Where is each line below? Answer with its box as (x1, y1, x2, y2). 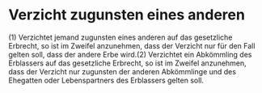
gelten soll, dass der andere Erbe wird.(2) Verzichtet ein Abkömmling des (8, 49, 252, 59)
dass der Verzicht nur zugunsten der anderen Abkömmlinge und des (8, 66, 237, 76)
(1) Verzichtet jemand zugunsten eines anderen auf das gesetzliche (8, 32, 233, 42)
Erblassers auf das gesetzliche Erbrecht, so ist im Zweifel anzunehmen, (8, 58, 247, 68)
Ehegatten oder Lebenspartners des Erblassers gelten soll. (8, 75, 205, 85)
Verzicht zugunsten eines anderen (8, 6, 245, 24)
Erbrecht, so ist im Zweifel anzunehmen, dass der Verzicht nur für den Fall (8, 40, 256, 50)
